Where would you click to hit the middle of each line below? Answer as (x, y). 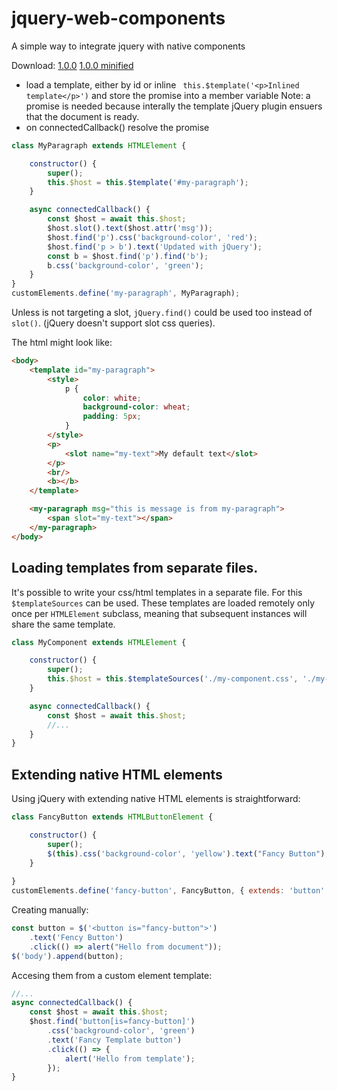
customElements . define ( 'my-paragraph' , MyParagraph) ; (126, 293)
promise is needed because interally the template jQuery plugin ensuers (174, 106)
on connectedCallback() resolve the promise (117, 127)
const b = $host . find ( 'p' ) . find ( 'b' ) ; (128, 256)
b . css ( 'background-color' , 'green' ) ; (125, 265)
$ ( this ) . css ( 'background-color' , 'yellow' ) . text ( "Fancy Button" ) (186, 853)
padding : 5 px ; (112, 417)
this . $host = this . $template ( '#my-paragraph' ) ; (148, 182)
